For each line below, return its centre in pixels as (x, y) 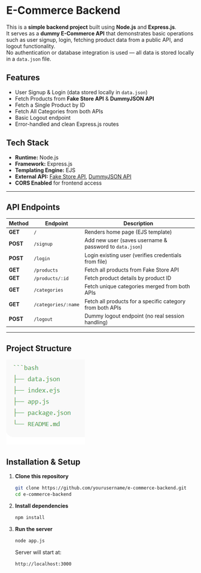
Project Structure (39, 348)
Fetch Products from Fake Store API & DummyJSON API (84, 98)
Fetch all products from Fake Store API (132, 270)
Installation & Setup (43, 462)
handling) (96, 322)
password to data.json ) (114, 247)
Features (23, 78)
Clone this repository (42, 476)
